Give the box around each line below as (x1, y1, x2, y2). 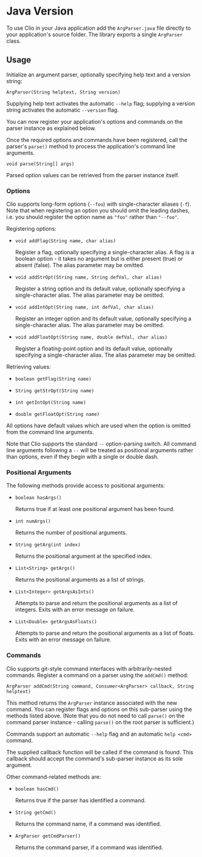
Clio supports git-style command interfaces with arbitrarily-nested (6, 665, 172, 672)
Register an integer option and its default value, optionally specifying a (15, 315, 192, 322)
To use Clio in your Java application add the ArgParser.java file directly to (6, 24, 191, 32)
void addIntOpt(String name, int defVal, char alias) (15, 305, 154, 311)
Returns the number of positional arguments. (15, 529, 127, 537)
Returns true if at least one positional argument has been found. (15, 506, 175, 513)
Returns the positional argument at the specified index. (15, 552, 153, 560)
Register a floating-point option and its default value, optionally (15, 345, 173, 353)
